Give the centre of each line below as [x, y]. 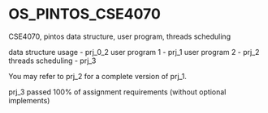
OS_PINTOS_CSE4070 [84, 14]
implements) [29, 100]
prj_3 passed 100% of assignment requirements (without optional [117, 92]
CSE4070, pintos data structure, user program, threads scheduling [120, 36]
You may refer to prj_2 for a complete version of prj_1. [97, 76]
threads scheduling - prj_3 [52, 61]
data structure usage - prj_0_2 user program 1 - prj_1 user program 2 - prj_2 [134, 52]
